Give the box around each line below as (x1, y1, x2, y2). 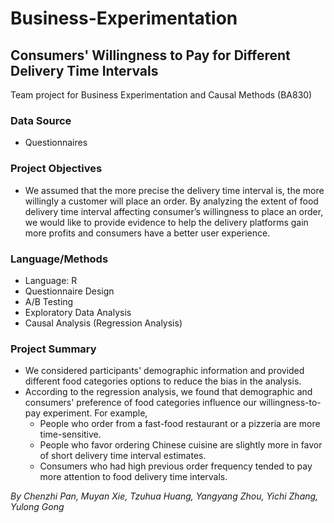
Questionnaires (24, 137, 88, 149)
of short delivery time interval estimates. (39, 450, 207, 462)
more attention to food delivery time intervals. (39, 471, 228, 483)
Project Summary (10, 342, 97, 356)
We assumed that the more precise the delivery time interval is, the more (24, 184, 325, 196)
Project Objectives (10, 162, 103, 176)
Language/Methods (10, 252, 109, 266)
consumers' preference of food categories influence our (24, 397, 258, 409)
